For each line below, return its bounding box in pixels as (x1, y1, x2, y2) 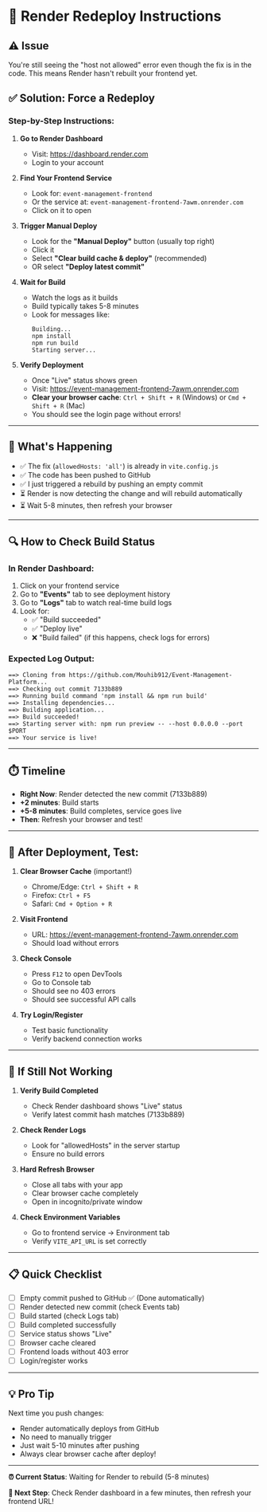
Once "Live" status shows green (31, 375, 137, 385)
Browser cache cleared (19, 1338, 97, 1348)
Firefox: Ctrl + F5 (31, 891, 91, 900)
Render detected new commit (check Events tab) (19, 1301, 180, 1311)
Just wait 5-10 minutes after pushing (19, 1441, 140, 1451)
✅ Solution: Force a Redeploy (8, 92, 155, 105)
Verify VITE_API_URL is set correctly (31, 1236, 147, 1246)
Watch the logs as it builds (31, 293, 118, 302)
